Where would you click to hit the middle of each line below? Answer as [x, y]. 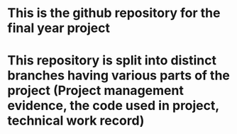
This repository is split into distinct [112, 61]
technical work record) [76, 121]
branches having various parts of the [119, 76]
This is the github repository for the [114, 13]
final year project [59, 28]
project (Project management [96, 91]
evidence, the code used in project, [114, 106]
